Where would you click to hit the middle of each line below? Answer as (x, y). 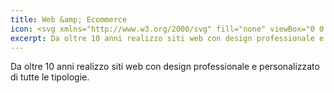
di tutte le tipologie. (50, 77)
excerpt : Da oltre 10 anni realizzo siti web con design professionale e (167, 38)
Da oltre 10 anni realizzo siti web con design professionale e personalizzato (165, 67)
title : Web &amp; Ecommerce (69, 19)
